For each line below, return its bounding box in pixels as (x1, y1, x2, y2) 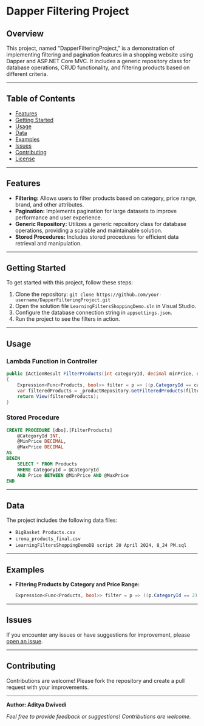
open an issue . (6, 637, 44, 645)
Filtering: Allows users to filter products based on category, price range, (15, 194, 197, 202)
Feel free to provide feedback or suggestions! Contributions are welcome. (6, 713, 191, 720)
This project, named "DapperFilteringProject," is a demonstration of (6, 44, 175, 52)
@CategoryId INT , (17, 433, 61, 439)
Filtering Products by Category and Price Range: (15, 581, 140, 588)
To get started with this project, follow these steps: (6, 279, 134, 286)
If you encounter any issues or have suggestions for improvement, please (6, 631, 190, 639)
